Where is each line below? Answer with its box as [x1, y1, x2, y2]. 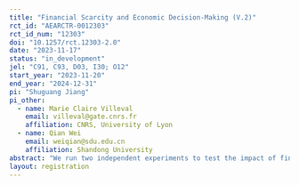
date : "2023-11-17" [9, 46, 82, 55]
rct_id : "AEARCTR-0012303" [9, 21, 109, 30]
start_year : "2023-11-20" [9, 71, 105, 80]
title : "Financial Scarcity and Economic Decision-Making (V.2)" [9, 12, 256, 22]
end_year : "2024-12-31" [9, 79, 98, 88]
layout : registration [9, 162, 90, 171]
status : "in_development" [9, 54, 105, 63]
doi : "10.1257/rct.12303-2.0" [9, 37, 122, 47]
